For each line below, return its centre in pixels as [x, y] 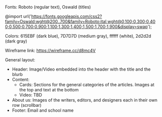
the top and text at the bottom [49, 90]
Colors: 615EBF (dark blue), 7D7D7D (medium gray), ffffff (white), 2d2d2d [78, 36]
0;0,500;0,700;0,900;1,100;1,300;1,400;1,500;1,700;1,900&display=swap [76, 27]
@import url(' [18, 16]
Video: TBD [31, 95]
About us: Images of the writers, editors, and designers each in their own [85, 100]
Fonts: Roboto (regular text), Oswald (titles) [48, 7]
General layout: [20, 60]
